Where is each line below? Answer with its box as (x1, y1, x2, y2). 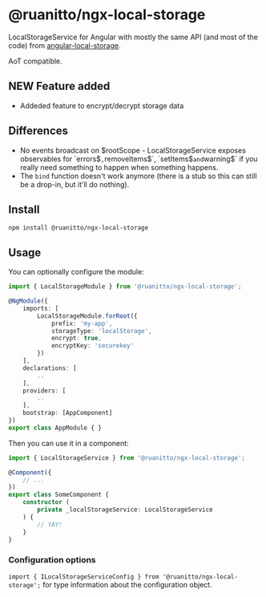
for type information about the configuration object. (42, 579, 212, 589)
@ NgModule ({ (8, 297, 48, 306)
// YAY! (37, 520, 62, 529)
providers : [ (22, 387, 66, 395)
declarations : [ (22, 363, 78, 372)
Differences (8, 124, 69, 138)
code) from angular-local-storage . (8, 40, 122, 50)
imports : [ (22, 304, 59, 312)
